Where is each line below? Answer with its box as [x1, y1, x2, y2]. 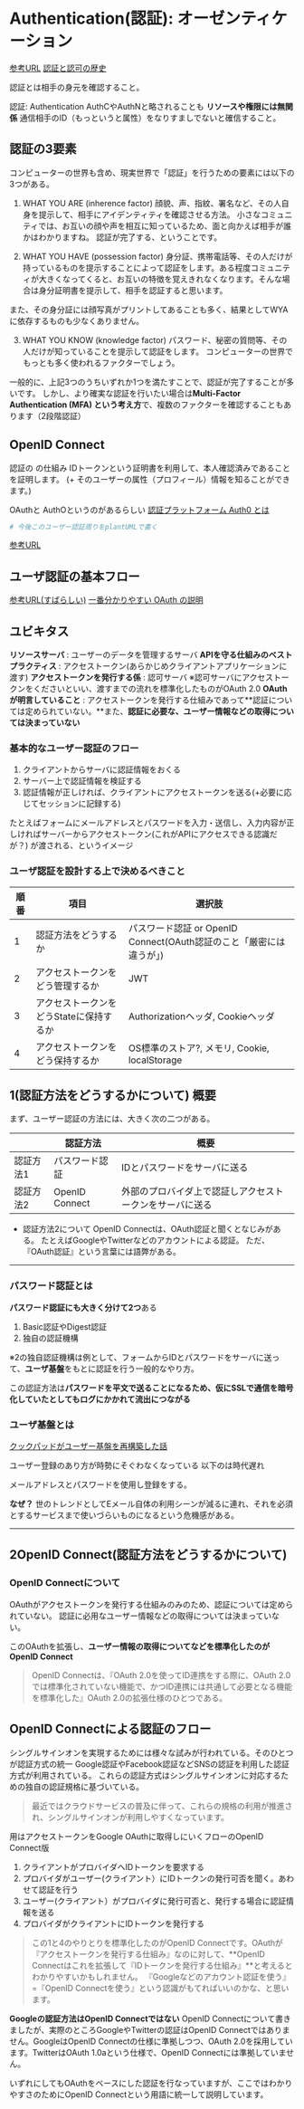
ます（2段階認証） [16, 410, 86, 421]
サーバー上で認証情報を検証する [22, 776, 142, 787]
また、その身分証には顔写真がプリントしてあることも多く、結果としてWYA [9, 304, 289, 315]
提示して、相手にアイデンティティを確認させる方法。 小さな [38, 209, 261, 220]
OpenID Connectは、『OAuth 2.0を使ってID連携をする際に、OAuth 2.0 [31, 1669, 291, 1680]
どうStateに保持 [35, 1010, 104, 1023]
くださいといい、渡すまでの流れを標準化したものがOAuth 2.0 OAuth [33, 683, 288, 694]
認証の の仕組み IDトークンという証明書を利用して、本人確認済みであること [9, 463, 291, 473]
